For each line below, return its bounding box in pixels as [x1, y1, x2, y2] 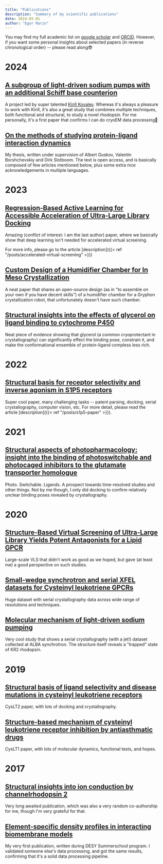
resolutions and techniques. [5, 602, 61, 607]
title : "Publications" [5, 7, 51, 12]
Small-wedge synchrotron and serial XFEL [5, 576, 136, 584]
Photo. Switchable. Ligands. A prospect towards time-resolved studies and [5, 482, 155, 487]
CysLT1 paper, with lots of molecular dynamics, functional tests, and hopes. [5, 746, 157, 752]
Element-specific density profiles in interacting [5, 823, 152, 831]
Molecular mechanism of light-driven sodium [5, 616, 145, 624]
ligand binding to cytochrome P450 [5, 319, 115, 327]
